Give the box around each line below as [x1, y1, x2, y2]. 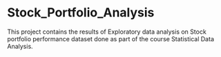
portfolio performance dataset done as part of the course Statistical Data [7, 34, 214, 43]
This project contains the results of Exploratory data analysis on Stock [7, 27, 207, 36]
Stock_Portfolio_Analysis [7, 5, 155, 21]
